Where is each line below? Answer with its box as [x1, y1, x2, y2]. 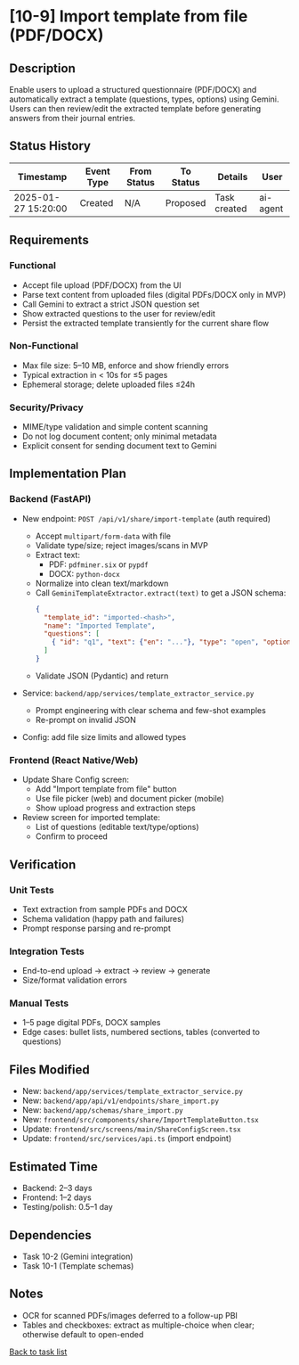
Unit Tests [9, 884, 55, 896]
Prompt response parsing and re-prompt [21, 923, 171, 933]
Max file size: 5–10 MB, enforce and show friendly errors [21, 359, 230, 371]
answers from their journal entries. [9, 113, 136, 123]
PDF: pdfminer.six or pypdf [48, 559, 149, 570]
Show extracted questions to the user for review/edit [21, 308, 215, 318]
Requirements [9, 233, 89, 248]
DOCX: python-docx [48, 568, 120, 579]
